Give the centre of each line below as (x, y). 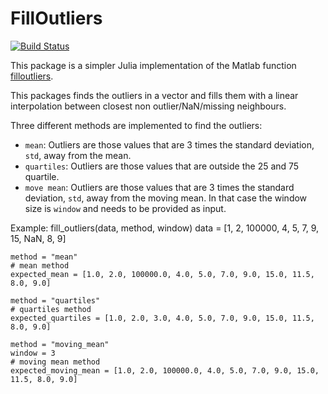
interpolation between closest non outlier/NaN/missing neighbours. (148, 106)
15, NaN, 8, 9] (38, 238)
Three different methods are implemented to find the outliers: (136, 125)
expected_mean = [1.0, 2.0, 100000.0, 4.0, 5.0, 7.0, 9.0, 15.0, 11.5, (162, 274)
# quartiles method (51, 309)
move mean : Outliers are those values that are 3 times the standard (159, 187)
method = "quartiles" (55, 300)
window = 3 (33, 353)
